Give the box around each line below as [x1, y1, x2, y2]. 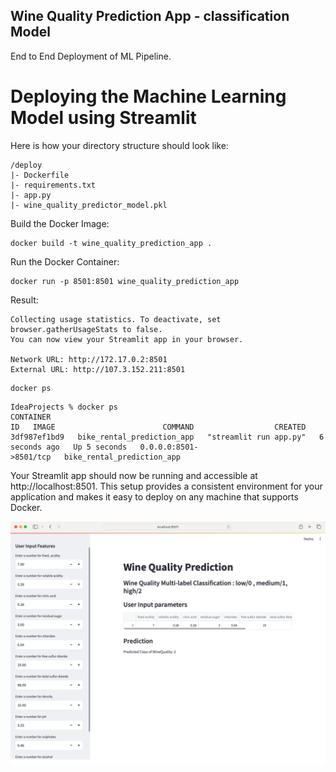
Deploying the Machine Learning [10, 85, 287, 108]
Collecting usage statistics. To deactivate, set [10, 314, 222, 324]
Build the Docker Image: [10, 217, 110, 229]
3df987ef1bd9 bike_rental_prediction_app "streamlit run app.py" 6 [10, 432, 325, 442]
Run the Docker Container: [10, 255, 120, 268]
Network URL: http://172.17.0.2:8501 [10, 354, 168, 364]
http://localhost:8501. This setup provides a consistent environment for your [10, 480, 323, 492]
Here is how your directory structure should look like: [10, 139, 229, 151]
